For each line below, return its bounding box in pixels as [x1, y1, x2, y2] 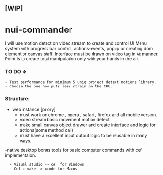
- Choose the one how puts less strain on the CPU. [5, 84, 113, 88]
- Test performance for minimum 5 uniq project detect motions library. [5, 79, 157, 85]
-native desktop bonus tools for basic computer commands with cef [5, 147, 142, 153]
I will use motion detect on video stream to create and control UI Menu [5, 40, 147, 46]
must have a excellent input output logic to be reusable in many [19, 132, 147, 138]
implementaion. [5, 152, 37, 158]
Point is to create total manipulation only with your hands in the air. [5, 56, 140, 62]
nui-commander [5, 24, 72, 35]
